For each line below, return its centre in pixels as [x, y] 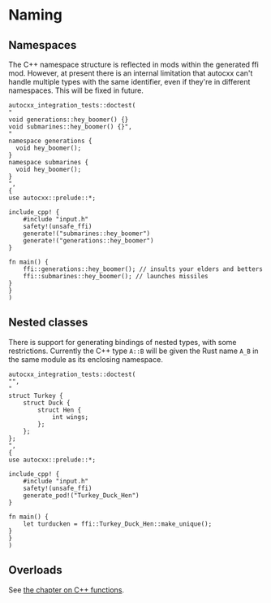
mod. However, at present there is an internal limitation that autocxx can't [131, 73]
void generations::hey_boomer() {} [69, 120]
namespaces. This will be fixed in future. [76, 90]
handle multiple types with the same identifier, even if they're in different [129, 82]
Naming [35, 15]
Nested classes [48, 323]
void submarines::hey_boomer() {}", [70, 127]
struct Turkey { [36, 395]
